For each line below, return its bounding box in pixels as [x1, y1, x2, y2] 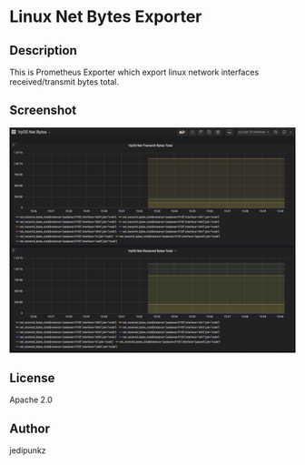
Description [9, 43, 77, 58]
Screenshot [9, 103, 77, 118]
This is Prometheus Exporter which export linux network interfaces [9, 66, 260, 77]
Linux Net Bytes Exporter [9, 6, 202, 27]
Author [9, 420, 50, 436]
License [9, 370, 55, 386]
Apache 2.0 [9, 394, 53, 406]
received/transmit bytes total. [9, 76, 120, 87]
